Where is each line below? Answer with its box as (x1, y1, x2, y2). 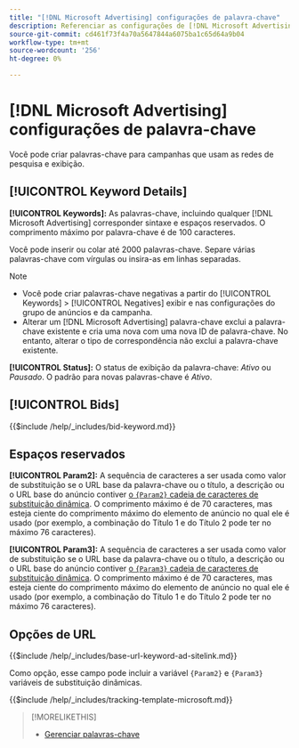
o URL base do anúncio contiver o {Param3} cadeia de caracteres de (9, 563, 259, 574)
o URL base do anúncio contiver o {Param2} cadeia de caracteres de (9, 489, 259, 500)
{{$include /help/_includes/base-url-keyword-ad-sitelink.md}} (9, 651, 238, 662)
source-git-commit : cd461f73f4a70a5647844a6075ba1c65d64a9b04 (9, 29, 245, 38)
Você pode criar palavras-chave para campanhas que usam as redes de (9, 149, 274, 159)
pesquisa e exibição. (9, 158, 85, 169)
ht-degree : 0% (9, 54, 62, 63)
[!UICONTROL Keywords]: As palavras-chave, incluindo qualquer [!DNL (9, 207, 273, 218)
